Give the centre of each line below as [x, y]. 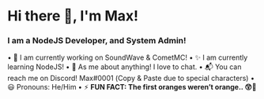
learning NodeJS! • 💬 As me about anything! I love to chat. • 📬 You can [124, 67]
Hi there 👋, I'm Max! [73, 16]
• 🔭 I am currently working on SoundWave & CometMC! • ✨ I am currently [128, 57]
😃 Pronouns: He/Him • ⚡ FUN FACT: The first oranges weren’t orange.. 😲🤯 [132, 87]
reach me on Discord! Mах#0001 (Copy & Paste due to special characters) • [131, 79]
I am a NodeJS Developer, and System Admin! [97, 41]
